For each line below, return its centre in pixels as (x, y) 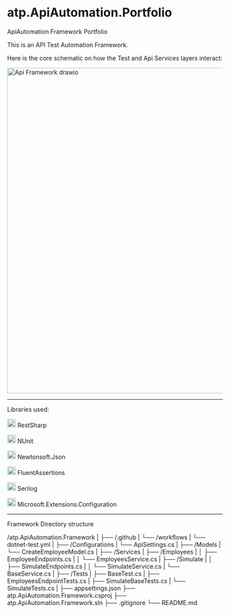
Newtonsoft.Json (41, 457)
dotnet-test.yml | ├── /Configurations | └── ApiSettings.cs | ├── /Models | (114, 544)
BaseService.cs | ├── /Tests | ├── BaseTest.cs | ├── (84, 574)
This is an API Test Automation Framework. (68, 44)
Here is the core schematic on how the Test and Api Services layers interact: (115, 58)
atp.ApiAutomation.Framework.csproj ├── (67, 595)
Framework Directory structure (51, 524)
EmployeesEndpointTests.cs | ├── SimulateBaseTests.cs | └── (97, 580)
